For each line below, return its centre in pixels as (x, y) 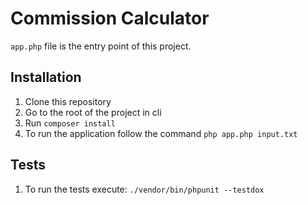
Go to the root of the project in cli (93, 112)
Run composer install (70, 123)
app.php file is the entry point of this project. (101, 46)
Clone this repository (68, 101)
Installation (46, 77)
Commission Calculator (110, 18)
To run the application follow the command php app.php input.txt (161, 133)
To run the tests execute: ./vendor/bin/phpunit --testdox (144, 189)
